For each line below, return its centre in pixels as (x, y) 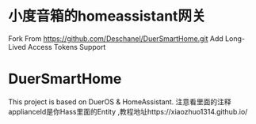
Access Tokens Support (67, 47)
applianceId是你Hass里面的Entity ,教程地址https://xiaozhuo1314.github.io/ (128, 111)
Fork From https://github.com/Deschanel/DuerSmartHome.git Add (116, 38)
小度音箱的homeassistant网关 (107, 16)
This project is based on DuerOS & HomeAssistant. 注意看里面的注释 (120, 101)
